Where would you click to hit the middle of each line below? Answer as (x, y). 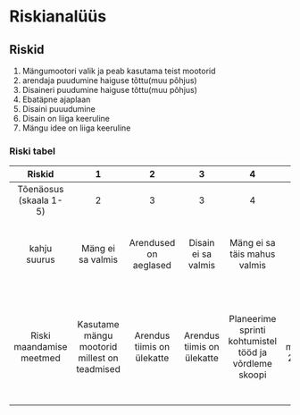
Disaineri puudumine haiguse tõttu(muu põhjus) (110, 90)
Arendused (152, 243)
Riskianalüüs (58, 17)
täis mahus (253, 254)
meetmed (41, 358)
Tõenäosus (41, 190)
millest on (98, 358)
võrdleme (252, 364)
